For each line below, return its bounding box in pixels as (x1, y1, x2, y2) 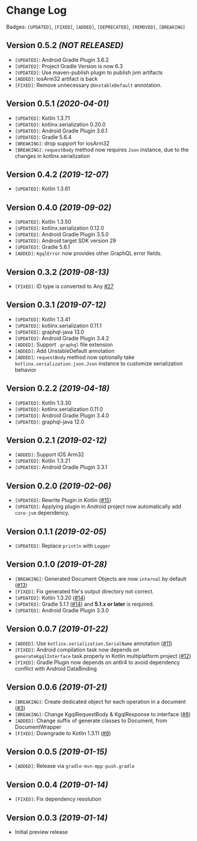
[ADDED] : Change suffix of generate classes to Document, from (14, 717, 167, 724)
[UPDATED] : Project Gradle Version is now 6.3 (14, 62, 123, 69)
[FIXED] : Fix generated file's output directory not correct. (14, 587, 154, 595)
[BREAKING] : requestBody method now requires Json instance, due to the (14, 146, 189, 153)
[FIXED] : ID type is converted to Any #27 (14, 283, 114, 290)
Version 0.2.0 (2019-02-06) (6, 480, 111, 491)
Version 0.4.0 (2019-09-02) (6, 203, 112, 213)
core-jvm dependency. (14, 509, 70, 517)
